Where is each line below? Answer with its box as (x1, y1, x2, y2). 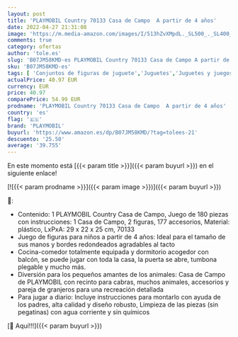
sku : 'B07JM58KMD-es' (7, 63, 72, 70)
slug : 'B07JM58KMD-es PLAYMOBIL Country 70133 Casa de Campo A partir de (7, 57, 230, 64)
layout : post (7, 10, 46, 18)
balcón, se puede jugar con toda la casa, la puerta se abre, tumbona (17, 256, 217, 264)
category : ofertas (7, 43, 62, 50)
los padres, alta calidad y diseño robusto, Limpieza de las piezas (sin (17, 300, 218, 309)
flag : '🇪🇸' (7, 115, 42, 122)
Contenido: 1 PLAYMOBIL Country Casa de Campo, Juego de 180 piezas (17, 210, 229, 219)
